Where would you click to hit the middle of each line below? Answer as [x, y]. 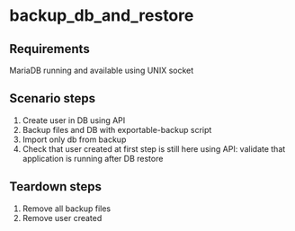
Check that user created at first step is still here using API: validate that [154, 148]
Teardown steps [55, 187]
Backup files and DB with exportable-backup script [117, 129]
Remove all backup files [66, 209]
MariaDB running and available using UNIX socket [102, 70]
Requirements [49, 49]
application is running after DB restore [93, 158]
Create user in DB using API [74, 120]
